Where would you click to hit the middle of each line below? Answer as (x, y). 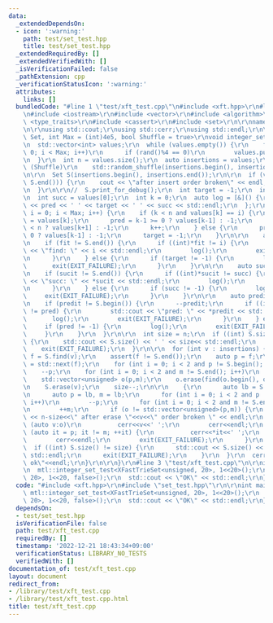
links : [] (40, 99)
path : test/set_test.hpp (65, 39)
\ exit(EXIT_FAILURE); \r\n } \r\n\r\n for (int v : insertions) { (145, 349)
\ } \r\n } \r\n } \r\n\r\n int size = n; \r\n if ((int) (134, 334)
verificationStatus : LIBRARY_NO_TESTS (82, 554)
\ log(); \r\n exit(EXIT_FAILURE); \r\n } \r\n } (141, 318)
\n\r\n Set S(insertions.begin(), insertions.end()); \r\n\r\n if (139, 175)
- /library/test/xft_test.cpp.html (69, 599)
